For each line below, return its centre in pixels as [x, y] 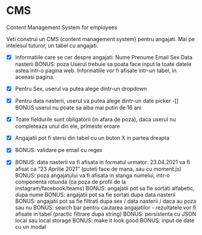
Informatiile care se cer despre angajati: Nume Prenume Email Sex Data [104, 57]
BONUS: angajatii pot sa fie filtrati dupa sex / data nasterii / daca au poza [106, 201]
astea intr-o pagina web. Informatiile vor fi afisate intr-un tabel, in [96, 71]
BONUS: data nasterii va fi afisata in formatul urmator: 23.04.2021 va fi [103, 162]
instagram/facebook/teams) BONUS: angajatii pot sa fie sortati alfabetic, [105, 188]
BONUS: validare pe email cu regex [58, 150]
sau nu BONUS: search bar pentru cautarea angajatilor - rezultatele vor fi [106, 208]
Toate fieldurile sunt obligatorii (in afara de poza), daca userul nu [95, 119]
